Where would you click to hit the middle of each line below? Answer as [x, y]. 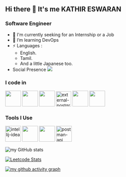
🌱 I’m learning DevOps [36, 40]
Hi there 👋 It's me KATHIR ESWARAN [63, 9]
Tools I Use [19, 118]
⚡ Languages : [27, 45]
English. [28, 53]
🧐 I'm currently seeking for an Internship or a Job [63, 34]
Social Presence [29, 69]
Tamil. [26, 58]
